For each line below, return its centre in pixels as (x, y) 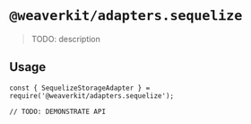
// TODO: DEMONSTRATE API (57, 111)
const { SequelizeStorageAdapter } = (80, 88)
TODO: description (66, 39)
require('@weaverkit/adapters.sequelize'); (92, 96)
